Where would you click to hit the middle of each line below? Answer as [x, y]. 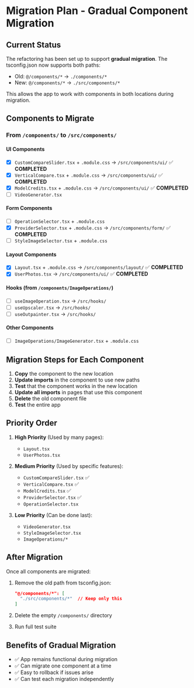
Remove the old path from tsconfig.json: [63, 583]
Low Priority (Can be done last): [53, 515]
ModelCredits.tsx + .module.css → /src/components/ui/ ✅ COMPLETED [101, 188]
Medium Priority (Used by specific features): [69, 466]
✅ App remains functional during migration [66, 659]
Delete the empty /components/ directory [63, 615]
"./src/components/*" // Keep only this [71, 599]
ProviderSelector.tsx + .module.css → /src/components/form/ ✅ [93, 228]
